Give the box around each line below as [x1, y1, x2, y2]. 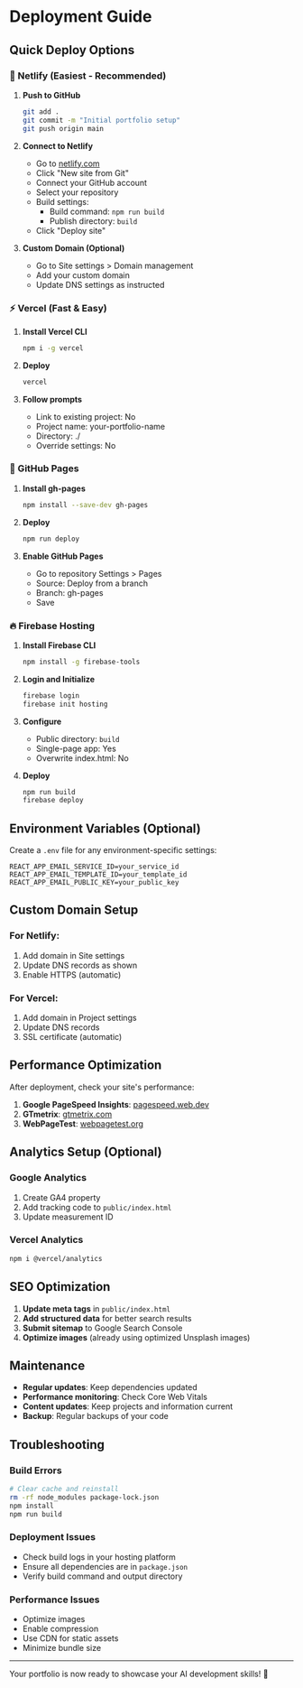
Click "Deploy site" [35, 225, 106, 236]
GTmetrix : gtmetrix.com [22, 1108, 113, 1119]
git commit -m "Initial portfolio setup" [22, 116, 181, 125]
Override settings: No [35, 440, 116, 450]
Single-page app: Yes [35, 743, 117, 754]
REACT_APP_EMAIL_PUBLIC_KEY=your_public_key [9, 878, 179, 887]
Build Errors [9, 1464, 62, 1477]
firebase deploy [22, 796, 84, 805]
